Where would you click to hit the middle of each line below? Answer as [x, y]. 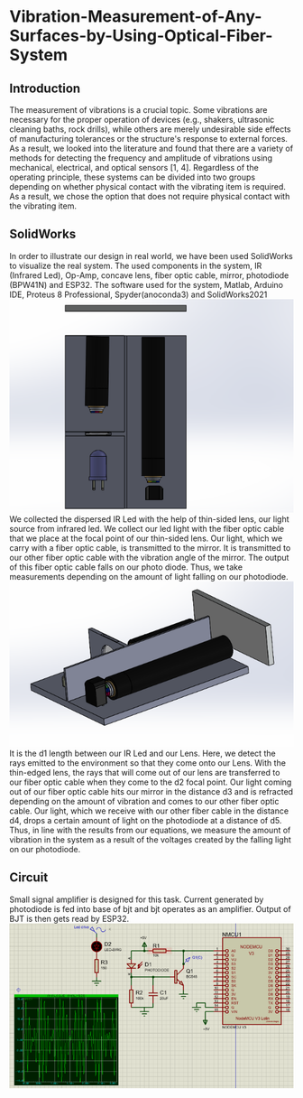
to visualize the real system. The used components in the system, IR [136, 265]
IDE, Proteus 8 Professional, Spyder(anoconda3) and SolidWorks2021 [138, 294]
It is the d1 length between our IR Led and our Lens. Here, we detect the [143, 753]
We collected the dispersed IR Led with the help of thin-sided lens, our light [150, 519]
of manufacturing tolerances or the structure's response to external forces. [149, 139]
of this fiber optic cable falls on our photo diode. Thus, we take [126, 567]
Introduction [45, 88]
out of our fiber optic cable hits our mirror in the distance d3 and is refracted [151, 791]
